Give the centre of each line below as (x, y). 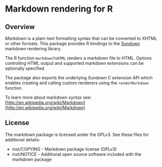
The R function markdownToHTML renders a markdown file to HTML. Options (78, 58)
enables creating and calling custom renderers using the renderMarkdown (77, 83)
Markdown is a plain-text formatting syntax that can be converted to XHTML (81, 38)
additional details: (22, 139)
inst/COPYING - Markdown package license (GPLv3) (64, 149)
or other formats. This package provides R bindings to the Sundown (73, 44)
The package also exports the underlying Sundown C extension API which (79, 78)
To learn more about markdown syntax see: (48, 97)
